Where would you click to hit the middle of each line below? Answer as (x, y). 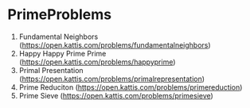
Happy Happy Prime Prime (62, 53)
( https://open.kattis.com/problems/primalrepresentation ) (111, 79)
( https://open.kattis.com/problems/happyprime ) (97, 62)
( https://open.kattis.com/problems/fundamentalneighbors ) (115, 44)
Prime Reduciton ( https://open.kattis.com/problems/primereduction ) (131, 87)
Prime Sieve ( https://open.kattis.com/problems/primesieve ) (116, 95)
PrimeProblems (60, 15)
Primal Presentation (51, 70)
